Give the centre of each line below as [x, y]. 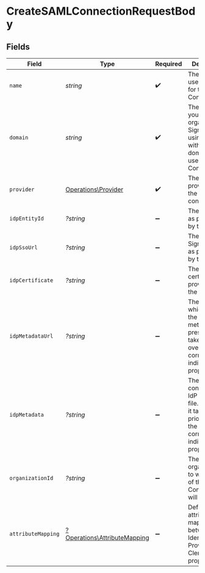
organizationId [31, 478]
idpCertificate [31, 280]
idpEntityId [27, 218]
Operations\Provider [94, 189]
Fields [18, 47]
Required [169, 64]
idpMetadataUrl [31, 336]
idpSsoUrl [23, 248]
